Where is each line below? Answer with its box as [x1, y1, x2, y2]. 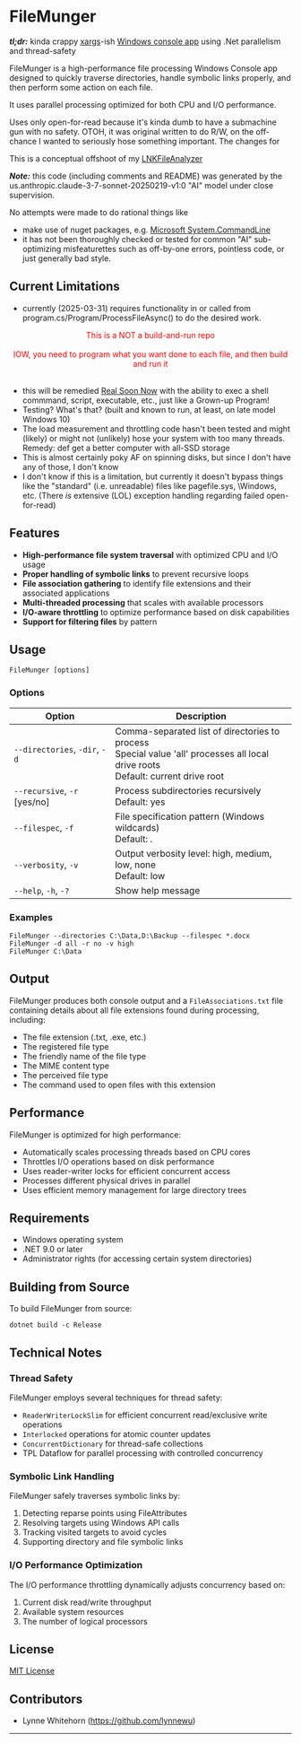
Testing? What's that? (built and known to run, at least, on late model [21, 404, 276, 414]
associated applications [21, 588, 110, 598]
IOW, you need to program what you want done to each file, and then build [13, 348, 288, 360]
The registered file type [21, 1041, 109, 1051]
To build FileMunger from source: [9, 1303, 133, 1314]
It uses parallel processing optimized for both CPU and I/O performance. [9, 99, 277, 109]
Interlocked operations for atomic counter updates [21, 1428, 211, 1439]
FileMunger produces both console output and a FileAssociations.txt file [9, 995, 284, 1006]
